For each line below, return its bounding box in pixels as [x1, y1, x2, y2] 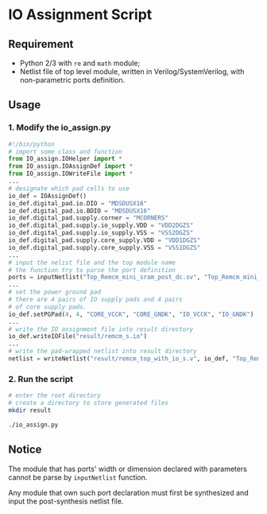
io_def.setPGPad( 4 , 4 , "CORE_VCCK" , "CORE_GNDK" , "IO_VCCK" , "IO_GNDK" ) [8, 310, 254, 318]
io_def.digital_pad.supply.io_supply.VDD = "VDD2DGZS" [8, 221, 194, 230]
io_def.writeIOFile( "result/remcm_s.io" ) [8, 333, 148, 341]
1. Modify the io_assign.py [8, 122, 111, 133]
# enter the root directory [8, 391, 102, 399]
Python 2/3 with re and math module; [19, 58, 141, 68]
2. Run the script [8, 373, 74, 384]
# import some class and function [8, 147, 123, 156]
